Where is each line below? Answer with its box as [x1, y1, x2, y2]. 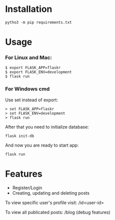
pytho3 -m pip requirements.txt [5, 20, 72, 25]
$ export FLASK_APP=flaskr [5, 66, 61, 71]
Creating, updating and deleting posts [12, 190, 90, 196]
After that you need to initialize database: [5, 124, 89, 130]
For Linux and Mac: [5, 54, 52, 61]
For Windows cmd [5, 85, 50, 92]
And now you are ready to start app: [5, 142, 79, 148]
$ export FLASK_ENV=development [5, 70, 72, 75]
